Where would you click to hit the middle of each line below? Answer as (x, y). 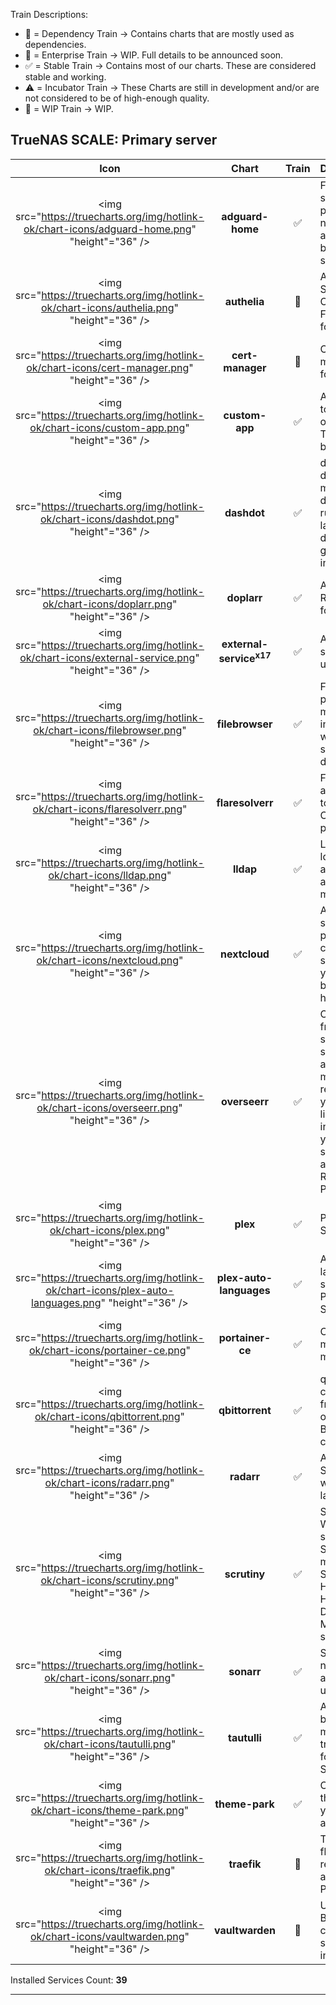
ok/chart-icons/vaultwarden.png (107, 1936)
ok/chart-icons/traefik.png (107, 1870)
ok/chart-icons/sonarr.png (108, 1677)
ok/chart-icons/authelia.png (108, 307)
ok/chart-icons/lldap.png (108, 875)
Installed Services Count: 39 (69, 1980)
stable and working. (65, 77)
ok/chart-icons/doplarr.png (107, 604)
